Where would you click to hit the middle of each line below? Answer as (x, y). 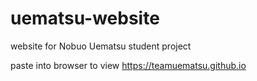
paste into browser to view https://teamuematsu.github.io (128, 65)
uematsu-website (85, 18)
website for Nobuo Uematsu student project (101, 46)
